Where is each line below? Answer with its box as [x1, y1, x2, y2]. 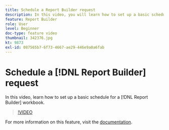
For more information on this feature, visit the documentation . [5, 119, 132, 125]
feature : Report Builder [5, 17, 57, 22]
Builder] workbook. [5, 99, 45, 105]
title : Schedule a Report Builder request [5, 7, 96, 13]
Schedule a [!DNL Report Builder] [5, 67, 146, 78]
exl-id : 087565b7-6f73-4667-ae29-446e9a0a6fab [5, 45, 105, 50]
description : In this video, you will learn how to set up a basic [5, 12, 150, 17]
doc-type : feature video [5, 31, 57, 36]
